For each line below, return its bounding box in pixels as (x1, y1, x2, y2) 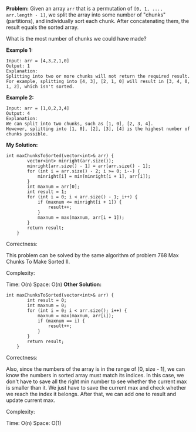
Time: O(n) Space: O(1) (6, 420, 62, 426)
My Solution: (6, 141, 38, 148)
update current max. (6, 397, 56, 404)
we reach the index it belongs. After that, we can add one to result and (6, 391, 177, 397)
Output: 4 (6, 111, 31, 117)
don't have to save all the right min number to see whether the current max (6, 378, 187, 385)
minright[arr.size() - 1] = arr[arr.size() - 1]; (27, 163, 151, 169)
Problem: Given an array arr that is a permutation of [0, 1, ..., (6, 5, 163, 12)
